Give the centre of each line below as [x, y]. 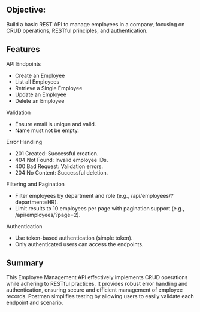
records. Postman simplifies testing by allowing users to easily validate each [100, 296]
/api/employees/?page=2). [48, 215]
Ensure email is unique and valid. [55, 124]
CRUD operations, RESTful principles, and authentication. [77, 30]
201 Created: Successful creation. [57, 153]
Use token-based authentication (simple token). [74, 238]
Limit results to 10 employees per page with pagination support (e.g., [99, 208]
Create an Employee [40, 75]
